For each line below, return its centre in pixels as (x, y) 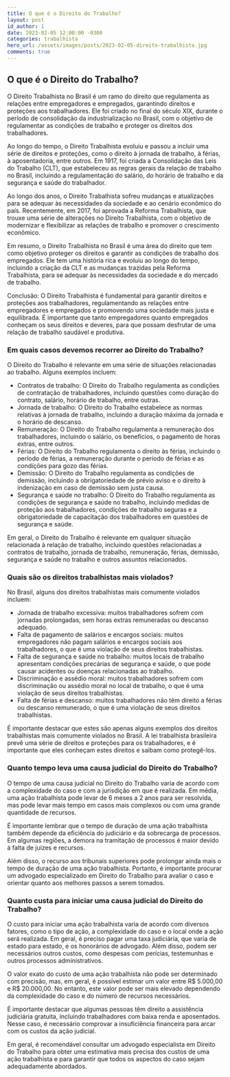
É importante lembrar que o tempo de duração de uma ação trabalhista (107, 825)
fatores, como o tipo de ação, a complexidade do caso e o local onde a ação (115, 931)
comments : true (29, 52)
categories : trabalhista (43, 39)
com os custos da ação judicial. (52, 1031)
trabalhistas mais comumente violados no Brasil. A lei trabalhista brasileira (112, 735)
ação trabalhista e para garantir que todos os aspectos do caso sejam (106, 1058)
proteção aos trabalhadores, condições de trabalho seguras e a (107, 509)
